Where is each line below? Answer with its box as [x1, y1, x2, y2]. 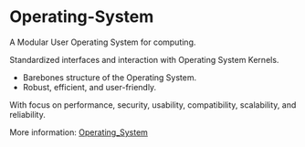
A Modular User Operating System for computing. [9, 37, 196, 47]
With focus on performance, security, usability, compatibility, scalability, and [9, 99, 297, 110]
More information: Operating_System [9, 126, 149, 138]
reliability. [9, 109, 46, 120]
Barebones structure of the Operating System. [22, 71, 197, 83]
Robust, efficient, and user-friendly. [22, 81, 157, 92]
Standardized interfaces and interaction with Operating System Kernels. [9, 54, 279, 65]
